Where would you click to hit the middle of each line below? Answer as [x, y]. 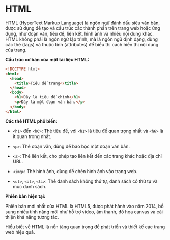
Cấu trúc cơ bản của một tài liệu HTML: [47, 59]
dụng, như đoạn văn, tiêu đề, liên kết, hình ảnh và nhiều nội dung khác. [80, 33]
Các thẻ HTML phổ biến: [31, 121]
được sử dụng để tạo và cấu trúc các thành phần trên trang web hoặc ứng [83, 28]
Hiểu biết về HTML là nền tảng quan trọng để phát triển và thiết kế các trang [85, 227]
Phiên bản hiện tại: [25, 196]
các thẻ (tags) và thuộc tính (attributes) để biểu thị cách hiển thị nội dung [82, 44]
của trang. [16, 50]
